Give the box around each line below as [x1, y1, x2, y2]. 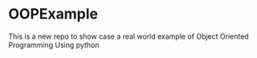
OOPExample [8, 5, 99, 23]
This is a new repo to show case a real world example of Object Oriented [8, 31, 249, 41]
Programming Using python [8, 39, 100, 49]
